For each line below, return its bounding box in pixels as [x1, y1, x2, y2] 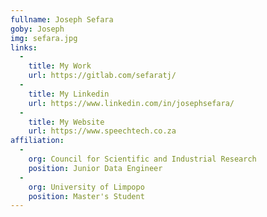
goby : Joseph [10, 24, 65, 34]
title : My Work [28, 61, 92, 71]
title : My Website [28, 117, 105, 127]
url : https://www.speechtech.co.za [28, 126, 177, 136]
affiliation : [10, 136, 65, 146]
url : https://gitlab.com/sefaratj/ [28, 71, 177, 81]
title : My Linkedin [28, 89, 110, 99]
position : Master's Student [28, 191, 145, 201]
